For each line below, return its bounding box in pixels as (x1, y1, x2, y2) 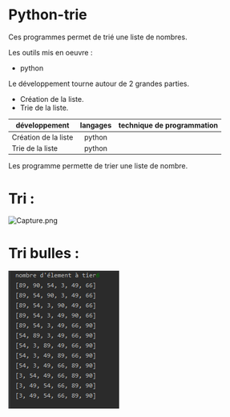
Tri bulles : (8, 244, 80, 262)
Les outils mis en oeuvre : (8, 47, 93, 57)
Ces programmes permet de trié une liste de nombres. (8, 32, 188, 42)
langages (79, 120, 112, 130)
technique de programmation (118, 120, 219, 130)
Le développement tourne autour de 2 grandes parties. (8, 79, 190, 88)
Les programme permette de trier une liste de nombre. (8, 161, 188, 171)
